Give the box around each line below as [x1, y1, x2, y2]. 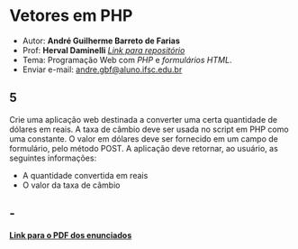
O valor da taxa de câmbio [22, 180, 121, 190]
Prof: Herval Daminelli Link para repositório [22, 44, 185, 55]
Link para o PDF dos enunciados [9, 229, 132, 240]
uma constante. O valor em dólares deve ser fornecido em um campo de [9, 133, 279, 144]
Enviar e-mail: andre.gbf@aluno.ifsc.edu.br [22, 64, 183, 75]
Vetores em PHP [9, 5, 133, 26]
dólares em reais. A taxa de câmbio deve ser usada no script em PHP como [9, 124, 290, 134]
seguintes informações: [9, 152, 97, 163]
